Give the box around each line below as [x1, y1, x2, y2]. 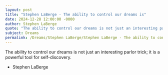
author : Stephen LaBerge [5, 21, 57, 26]
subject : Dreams [5, 30, 39, 35]
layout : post [5, 7, 32, 12]
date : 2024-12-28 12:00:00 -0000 [5, 16, 75, 21]
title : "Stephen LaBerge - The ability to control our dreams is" [5, 12, 146, 17]
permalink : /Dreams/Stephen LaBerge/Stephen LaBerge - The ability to [5, 35, 155, 40]
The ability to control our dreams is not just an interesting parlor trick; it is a [5, 48, 160, 55]
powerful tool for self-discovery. [5, 54, 71, 60]
